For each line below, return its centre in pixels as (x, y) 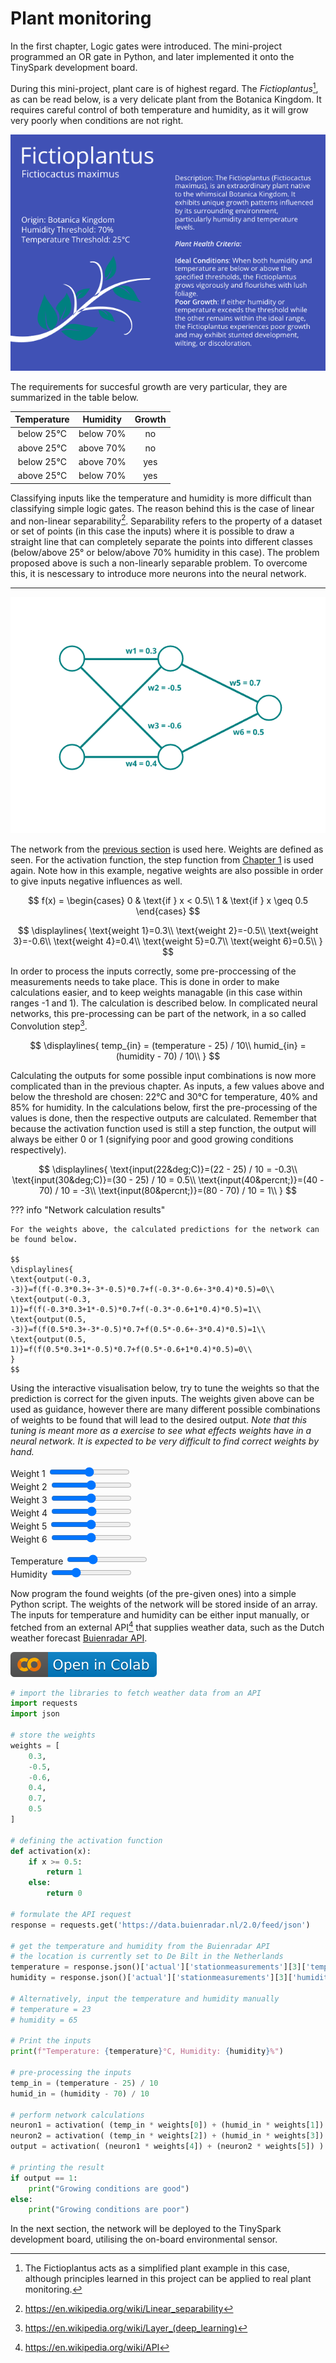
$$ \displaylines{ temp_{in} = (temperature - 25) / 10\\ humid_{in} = (168, 1045)
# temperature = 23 (51, 2009)
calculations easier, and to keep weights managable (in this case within (156, 993)
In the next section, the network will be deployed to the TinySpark (146, 2229)
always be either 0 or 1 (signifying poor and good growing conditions (152, 1139)
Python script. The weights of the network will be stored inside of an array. (164, 1604)
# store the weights (53, 1735)
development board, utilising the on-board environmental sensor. (144, 2239)
